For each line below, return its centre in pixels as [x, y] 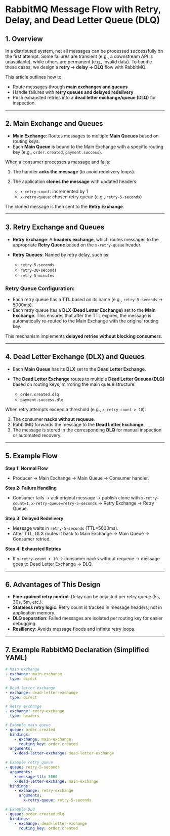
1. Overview [24, 39]
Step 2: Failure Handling [31, 488]
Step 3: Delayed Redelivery [34, 518]
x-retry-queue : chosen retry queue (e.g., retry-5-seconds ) [81, 197]
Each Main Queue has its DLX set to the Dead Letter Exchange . [79, 369]
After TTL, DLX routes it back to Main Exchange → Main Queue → [81, 533]
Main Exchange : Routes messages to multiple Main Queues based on [86, 136]
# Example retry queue [29, 762]
